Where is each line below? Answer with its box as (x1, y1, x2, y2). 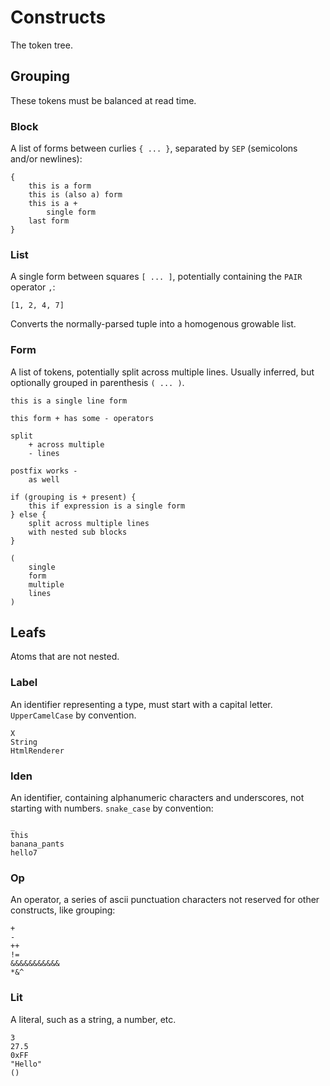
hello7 (10, 848, 38, 858)
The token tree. (10, 39, 73, 51)
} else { (10, 509, 47, 520)
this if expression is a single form (28, 501, 186, 511)
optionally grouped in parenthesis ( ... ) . (10, 376, 185, 388)
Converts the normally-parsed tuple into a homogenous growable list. (10, 318, 297, 330)
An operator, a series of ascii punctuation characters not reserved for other (10, 894, 320, 906)
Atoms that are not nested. (10, 651, 120, 663)
